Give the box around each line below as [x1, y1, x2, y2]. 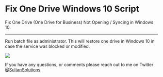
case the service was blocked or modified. [5, 43, 90, 49]
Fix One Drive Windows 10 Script [5, 3, 140, 14]
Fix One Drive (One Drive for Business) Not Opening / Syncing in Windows [5, 19, 154, 25]
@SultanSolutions [5, 66, 41, 73]
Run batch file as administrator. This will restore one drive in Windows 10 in [5, 38, 155, 44]
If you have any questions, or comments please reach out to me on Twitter [5, 62, 154, 67]
